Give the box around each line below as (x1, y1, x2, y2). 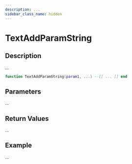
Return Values (5, 115, 49, 123)
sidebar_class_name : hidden (5, 12, 62, 16)
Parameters (5, 87, 41, 96)
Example (5, 141, 32, 149)
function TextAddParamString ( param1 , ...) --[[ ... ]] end (5, 74, 128, 79)
